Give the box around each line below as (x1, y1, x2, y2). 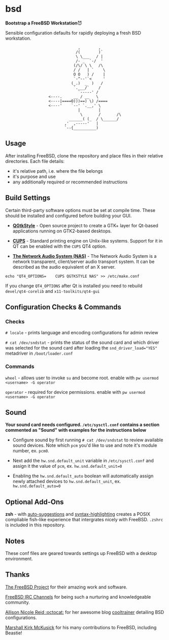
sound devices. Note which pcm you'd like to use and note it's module (12, 442, 157, 448)
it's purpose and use (12, 173, 56, 179)
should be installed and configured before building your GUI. (5, 212, 132, 219)
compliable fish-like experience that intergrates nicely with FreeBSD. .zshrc (5, 517, 163, 523)
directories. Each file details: (5, 158, 65, 164)
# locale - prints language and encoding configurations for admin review (5, 330, 158, 336)
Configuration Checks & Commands (5, 303, 122, 311)
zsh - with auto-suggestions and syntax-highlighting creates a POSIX (5, 511, 151, 517)
